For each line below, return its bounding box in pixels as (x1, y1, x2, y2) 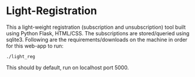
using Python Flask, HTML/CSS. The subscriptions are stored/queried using (6, 29, 190, 36)
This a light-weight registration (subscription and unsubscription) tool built (6, 24, 186, 31)
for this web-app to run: (6, 42, 63, 49)
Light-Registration (6, 4, 97, 18)
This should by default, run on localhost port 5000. (6, 63, 129, 71)
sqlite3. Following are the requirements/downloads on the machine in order (6, 36, 188, 43)
